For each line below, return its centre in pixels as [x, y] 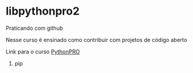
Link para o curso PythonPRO [43, 51]
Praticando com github [35, 28]
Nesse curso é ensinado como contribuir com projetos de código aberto [96, 40]
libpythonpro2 [43, 11]
